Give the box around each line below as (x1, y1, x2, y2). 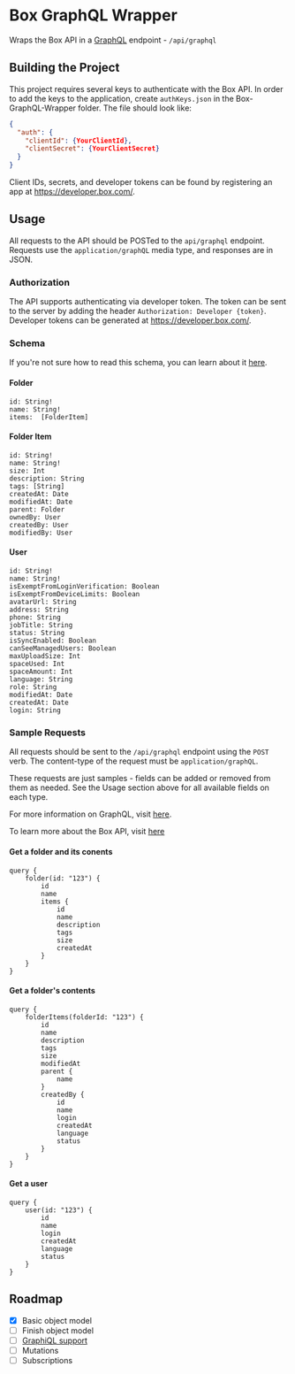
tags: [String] (9, 481, 65, 491)
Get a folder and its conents (9, 846, 113, 856)
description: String (9, 474, 86, 483)
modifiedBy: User (9, 528, 73, 537)
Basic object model (21, 1315, 93, 1325)
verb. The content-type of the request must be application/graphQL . (9, 756, 259, 766)
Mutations (21, 1345, 59, 1355)
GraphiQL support (21, 1335, 88, 1346)
